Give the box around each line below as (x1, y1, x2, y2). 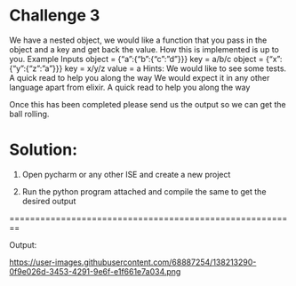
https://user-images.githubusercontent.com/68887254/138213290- (9, 257, 257, 267)
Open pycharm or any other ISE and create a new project (21, 169, 231, 179)
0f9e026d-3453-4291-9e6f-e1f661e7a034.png (9, 266, 181, 276)
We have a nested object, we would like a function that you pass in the (9, 35, 268, 45)
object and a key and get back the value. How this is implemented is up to (9, 44, 280, 54)
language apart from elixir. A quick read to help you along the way (9, 82, 251, 92)
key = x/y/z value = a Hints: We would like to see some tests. (64, 63, 287, 74)
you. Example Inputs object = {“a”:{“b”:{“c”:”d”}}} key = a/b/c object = (9, 53, 264, 64)
